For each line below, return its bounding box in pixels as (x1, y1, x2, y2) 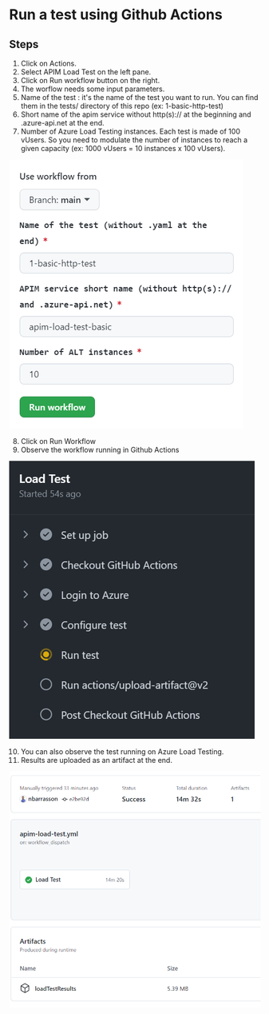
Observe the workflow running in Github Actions (20, 445, 180, 454)
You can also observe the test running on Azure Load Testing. (20, 747, 224, 757)
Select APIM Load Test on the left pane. (20, 67, 152, 77)
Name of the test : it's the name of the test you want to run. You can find (20, 93, 259, 102)
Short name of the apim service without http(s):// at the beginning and (20, 110, 251, 119)
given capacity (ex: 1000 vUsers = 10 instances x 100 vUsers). (20, 144, 226, 153)
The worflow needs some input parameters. (20, 84, 165, 94)
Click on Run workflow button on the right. (20, 76, 160, 85)
